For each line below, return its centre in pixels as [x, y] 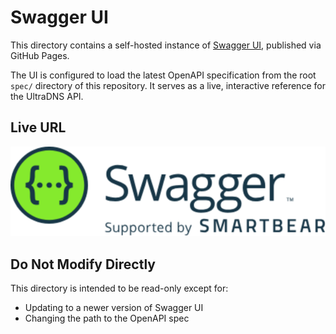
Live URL [38, 127]
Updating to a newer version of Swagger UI [114, 308]
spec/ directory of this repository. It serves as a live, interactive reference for [168, 85]
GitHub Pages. [40, 55]
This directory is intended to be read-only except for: [119, 288]
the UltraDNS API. [47, 96]
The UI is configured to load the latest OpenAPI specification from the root [163, 75]
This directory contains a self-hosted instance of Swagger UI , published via [166, 45]
